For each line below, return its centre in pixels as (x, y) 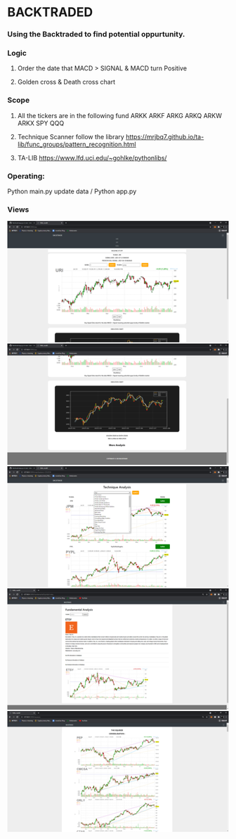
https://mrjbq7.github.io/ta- (165, 136)
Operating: (26, 176)
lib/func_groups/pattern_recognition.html (77, 144)
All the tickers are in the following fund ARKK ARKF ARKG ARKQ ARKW (120, 115)
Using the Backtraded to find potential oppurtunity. (96, 34)
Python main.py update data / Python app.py (72, 191)
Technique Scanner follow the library (71, 136)
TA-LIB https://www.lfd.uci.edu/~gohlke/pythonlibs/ (92, 158)
